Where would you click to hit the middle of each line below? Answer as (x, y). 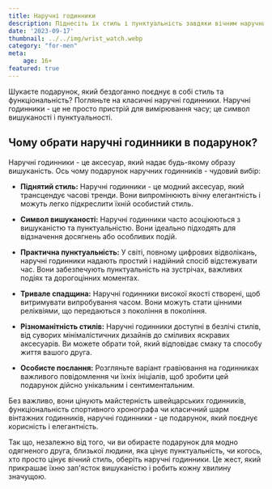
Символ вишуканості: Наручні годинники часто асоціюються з (130, 219)
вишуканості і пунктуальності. (61, 117)
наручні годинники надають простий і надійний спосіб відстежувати (138, 260)
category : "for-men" (43, 46)
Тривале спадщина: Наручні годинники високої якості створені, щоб (140, 293)
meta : (17, 53)
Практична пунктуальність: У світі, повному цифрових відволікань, (138, 252)
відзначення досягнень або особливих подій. (98, 236)
